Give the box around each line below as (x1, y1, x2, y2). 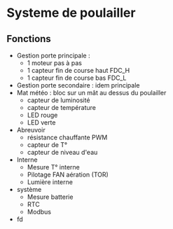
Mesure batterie (27, 193, 74, 201)
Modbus (27, 208, 52, 216)
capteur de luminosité (27, 96, 90, 104)
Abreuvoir (16, 126, 46, 134)
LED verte (27, 118, 56, 127)
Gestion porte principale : (16, 51, 90, 60)
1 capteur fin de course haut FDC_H (27, 67, 130, 74)
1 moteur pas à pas (27, 59, 82, 67)
